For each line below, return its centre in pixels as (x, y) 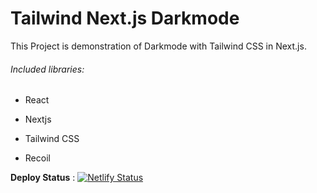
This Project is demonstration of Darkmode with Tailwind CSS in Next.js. (158, 46)
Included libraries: (47, 69)
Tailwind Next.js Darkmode (125, 18)
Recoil (37, 158)
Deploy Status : (43, 178)
